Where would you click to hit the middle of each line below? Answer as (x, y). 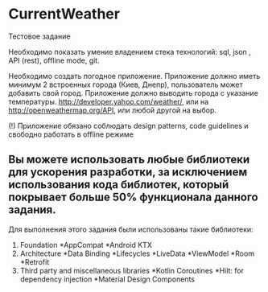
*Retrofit (35, 261)
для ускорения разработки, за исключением (128, 173)
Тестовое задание (39, 36)
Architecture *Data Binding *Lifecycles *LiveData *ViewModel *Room (137, 253)
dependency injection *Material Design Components (107, 279)
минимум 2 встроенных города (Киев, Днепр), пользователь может (126, 84)
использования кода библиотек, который (119, 185)
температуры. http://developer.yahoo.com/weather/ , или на (109, 101)
